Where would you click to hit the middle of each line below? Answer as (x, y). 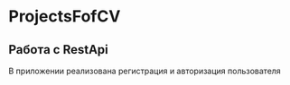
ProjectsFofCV (65, 17)
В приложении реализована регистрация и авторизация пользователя (145, 71)
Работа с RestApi (59, 50)
